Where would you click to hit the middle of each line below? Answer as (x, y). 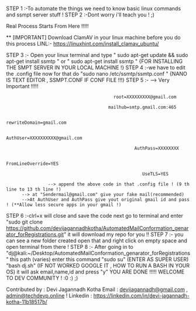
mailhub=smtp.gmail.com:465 (142, 107)
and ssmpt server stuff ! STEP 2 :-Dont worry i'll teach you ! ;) (80, 15)
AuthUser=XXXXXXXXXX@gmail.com (44, 138)
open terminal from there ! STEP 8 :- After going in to (70, 247)
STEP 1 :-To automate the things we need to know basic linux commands (94, 9)
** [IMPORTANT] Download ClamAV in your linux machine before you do (93, 37)
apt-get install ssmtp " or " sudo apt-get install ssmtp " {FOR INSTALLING (94, 61)
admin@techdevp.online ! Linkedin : (49, 295)
